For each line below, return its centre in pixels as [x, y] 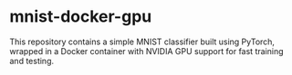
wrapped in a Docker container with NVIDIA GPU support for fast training [146, 51]
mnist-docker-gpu [81, 17]
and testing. [32, 61]
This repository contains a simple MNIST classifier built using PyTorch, [142, 42]
